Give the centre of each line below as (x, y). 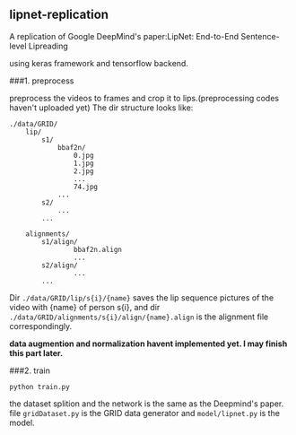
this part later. (36, 352)
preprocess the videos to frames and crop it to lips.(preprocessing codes (144, 98)
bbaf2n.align (98, 249)
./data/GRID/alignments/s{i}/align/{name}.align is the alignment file (139, 317)
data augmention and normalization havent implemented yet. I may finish (148, 344)
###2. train (30, 370)
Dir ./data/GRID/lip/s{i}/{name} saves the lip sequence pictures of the (142, 297)
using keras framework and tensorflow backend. (99, 63)
